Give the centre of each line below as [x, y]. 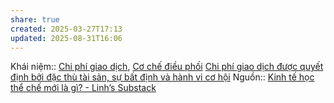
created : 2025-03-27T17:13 [66, 29]
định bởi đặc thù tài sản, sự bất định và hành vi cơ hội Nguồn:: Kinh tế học [162, 77]
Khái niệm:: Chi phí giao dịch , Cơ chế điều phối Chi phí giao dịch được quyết [167, 67]
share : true [35, 19]
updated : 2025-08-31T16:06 [66, 38]
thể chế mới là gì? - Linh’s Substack [83, 88]
